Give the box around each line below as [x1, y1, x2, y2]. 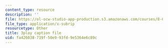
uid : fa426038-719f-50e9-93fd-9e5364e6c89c [5, 35, 97, 40]
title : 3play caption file [5, 30, 61, 35]
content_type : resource [5, 7, 55, 12]
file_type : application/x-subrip [5, 21, 75, 26]
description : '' [5, 12, 39, 17]
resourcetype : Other [5, 26, 48, 31]
